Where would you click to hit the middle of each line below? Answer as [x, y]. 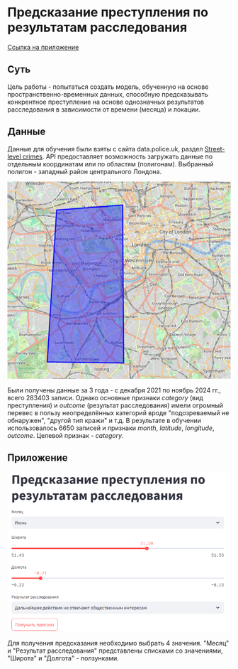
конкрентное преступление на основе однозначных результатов [106, 102]
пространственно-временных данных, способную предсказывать [108, 94]
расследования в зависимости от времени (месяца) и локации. [104, 109]
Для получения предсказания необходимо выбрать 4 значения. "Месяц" [118, 643]
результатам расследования [97, 27]
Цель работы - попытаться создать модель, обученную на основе [108, 87]
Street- [215, 149]
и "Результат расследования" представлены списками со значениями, [115, 651]
